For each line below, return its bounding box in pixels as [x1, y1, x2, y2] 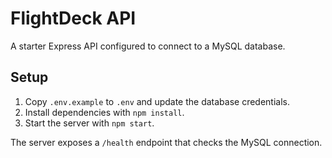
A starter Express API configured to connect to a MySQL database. [10, 40, 286, 52]
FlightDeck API [10, 7, 137, 30]
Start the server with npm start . [24, 117, 155, 129]
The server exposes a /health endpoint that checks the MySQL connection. [10, 136, 323, 148]
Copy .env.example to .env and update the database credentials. [24, 95, 291, 107]
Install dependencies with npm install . [24, 106, 185, 118]
